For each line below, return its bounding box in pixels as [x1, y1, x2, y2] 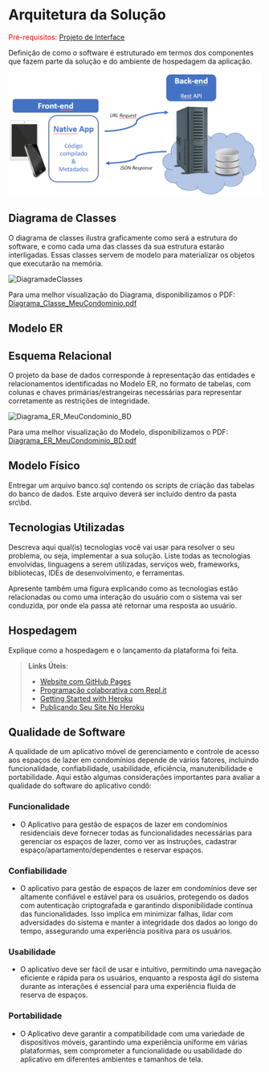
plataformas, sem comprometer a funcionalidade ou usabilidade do [19, 1045, 243, 1055]
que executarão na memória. [8, 258, 104, 268]
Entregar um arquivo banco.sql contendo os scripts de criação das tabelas [8, 480, 255, 490]
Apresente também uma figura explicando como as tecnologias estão [8, 583, 238, 593]
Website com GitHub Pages [39, 676, 131, 686]
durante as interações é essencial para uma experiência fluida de [19, 982, 237, 992]
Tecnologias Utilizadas [8, 521, 125, 534]
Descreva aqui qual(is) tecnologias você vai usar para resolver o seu [8, 542, 235, 552]
